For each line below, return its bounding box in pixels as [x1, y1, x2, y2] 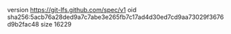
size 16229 [40, 20, 72, 28]
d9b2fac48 [7, 20, 40, 28]
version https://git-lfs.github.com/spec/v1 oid [7, 6, 137, 14]
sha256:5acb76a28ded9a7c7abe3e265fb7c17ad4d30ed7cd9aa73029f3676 [7, 13, 224, 21]
